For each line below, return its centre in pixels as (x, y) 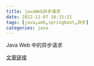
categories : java (27, 28)
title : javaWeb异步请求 (33, 11)
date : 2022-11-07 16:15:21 (39, 17)
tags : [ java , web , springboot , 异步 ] (48, 22)
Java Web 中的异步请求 (34, 45)
